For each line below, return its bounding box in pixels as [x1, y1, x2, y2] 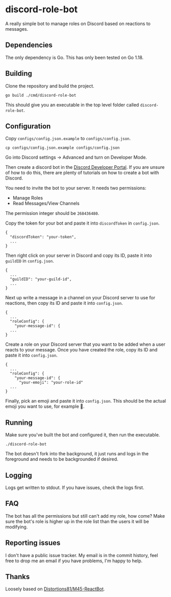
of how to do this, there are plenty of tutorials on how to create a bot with [5, 170, 159, 176]
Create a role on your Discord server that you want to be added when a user [5, 341, 166, 347]
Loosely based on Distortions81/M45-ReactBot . [5, 586, 105, 592]
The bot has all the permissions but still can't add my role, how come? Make [5, 513, 165, 519]
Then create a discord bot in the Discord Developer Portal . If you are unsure [5, 164, 165, 170]
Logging [5, 471, 32, 479]
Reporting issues [5, 539, 61, 547]
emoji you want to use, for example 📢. [5, 403, 85, 410]
